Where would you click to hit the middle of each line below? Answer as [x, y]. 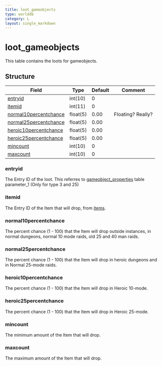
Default [100, 90]
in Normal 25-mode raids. [31, 265]
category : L [17, 19]
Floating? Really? [133, 114]
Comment [133, 90]
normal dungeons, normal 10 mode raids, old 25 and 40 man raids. [72, 236]
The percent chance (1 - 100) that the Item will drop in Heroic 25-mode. [77, 312]
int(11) [77, 106]
